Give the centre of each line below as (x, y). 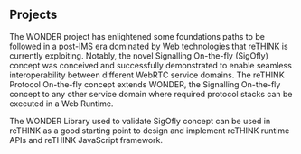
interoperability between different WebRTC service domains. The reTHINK (147, 75)
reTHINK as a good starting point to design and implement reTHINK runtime (150, 131)
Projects (33, 15)
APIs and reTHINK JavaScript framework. (86, 140)
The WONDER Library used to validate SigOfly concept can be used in (140, 121)
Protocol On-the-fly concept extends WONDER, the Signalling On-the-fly (145, 84)
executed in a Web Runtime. (61, 104)
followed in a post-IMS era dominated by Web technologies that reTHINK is (149, 46)
